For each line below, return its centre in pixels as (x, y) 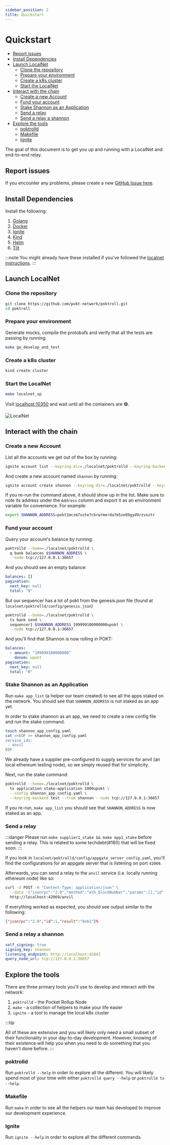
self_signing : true (26, 945)
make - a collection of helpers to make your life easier (68, 1007)
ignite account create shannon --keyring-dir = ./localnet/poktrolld (78, 485)
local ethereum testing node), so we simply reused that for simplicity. (77, 765)
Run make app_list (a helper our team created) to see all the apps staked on (84, 696)
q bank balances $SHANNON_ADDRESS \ (48, 553)
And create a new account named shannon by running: (61, 476)
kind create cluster (27, 371)
